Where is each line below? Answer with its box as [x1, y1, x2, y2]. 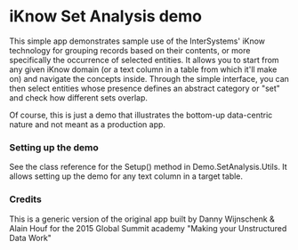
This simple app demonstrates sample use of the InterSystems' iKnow [9, 36, 265, 46]
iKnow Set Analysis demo [9, 6, 203, 27]
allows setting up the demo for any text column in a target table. [9, 171, 243, 181]
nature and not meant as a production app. [9, 118, 166, 130]
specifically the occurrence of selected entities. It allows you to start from [9, 54, 279, 65]
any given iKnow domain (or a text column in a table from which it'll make [9, 64, 278, 75]
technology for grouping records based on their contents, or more [9, 44, 251, 55]
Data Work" [9, 232, 52, 243]
